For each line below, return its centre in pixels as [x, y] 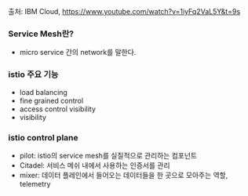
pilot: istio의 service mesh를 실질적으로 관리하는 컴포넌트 [108, 155]
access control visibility [58, 109]
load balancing [44, 92]
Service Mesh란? [41, 34]
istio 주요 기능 [33, 74]
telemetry [35, 183]
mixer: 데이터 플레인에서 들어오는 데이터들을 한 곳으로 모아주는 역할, [124, 175]
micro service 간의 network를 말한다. [78, 53]
